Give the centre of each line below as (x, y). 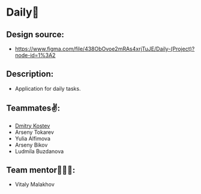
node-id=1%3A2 (35, 55)
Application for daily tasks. (48, 88)
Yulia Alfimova (33, 138)
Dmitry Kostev (32, 126)
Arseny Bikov (31, 145)
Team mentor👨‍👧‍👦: (41, 170)
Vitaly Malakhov (35, 184)
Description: (30, 74)
